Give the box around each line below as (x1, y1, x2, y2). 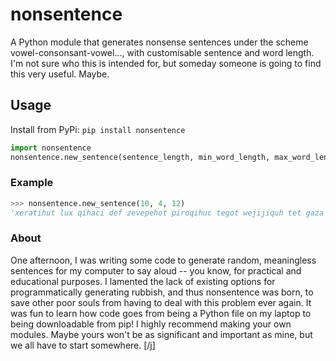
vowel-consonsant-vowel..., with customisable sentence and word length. (10, 46, 315, 58)
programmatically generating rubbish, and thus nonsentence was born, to (10, 286, 314, 298)
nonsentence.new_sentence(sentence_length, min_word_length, (10, 152, 271, 162)
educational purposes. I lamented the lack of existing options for (10, 275, 276, 287)
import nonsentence (10, 143, 92, 153)
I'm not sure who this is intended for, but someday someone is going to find (10, 57, 322, 69)
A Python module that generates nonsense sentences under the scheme (10, 36, 309, 48)
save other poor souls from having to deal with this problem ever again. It (10, 296, 312, 308)
